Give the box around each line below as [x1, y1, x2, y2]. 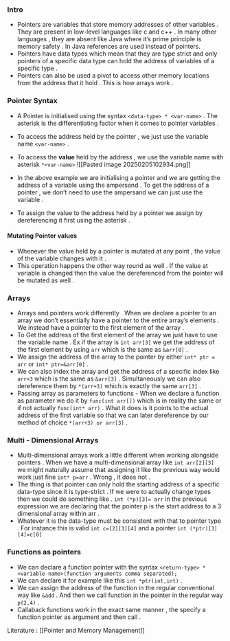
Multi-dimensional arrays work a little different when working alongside [16, 451, 219, 460]
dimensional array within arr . [16, 510, 100, 518]
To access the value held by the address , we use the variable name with [16, 153, 224, 161]
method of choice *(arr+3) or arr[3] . [16, 418, 128, 427]
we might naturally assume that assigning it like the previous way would [16, 466, 220, 474]
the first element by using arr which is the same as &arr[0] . [16, 346, 188, 354]
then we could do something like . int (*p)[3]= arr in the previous [16, 495, 207, 503]
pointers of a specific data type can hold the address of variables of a [16, 57, 215, 65]
